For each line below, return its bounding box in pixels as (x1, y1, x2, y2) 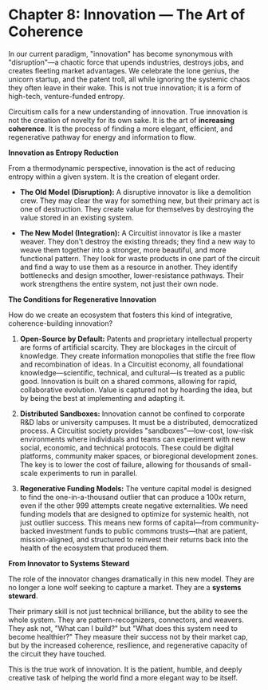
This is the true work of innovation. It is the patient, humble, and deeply (8, 664, 242, 674)
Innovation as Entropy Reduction (8, 148, 119, 157)
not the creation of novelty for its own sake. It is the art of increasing (8, 115, 235, 125)
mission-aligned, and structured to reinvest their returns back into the (19, 534, 249, 544)
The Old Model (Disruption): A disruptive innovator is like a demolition (19, 187, 251, 196)
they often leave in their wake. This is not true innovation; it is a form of (8, 82, 242, 93)
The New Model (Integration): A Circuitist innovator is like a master (19, 228, 242, 237)
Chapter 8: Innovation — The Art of (8, 6, 246, 24)
